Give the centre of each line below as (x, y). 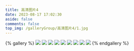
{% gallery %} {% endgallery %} (67, 43)
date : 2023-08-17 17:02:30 (33, 14)
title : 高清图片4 (22, 10)
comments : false (22, 24)
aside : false (19, 19)
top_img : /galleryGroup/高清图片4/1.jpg (47, 28)
